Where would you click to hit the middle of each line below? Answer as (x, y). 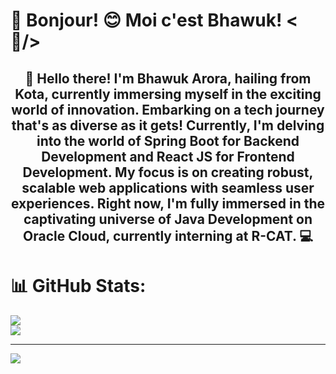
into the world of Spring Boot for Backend (168, 140)
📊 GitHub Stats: (78, 285)
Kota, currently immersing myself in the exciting (168, 94)
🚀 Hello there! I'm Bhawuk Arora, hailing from (168, 78)
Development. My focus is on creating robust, (168, 172)
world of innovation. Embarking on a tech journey (168, 109)
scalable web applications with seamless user (168, 187)
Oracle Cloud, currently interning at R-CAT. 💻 (168, 235)
